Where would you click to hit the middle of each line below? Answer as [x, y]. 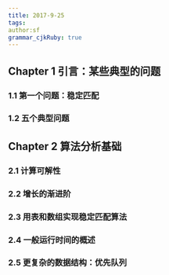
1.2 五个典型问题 [39, 119]
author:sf [24, 30]
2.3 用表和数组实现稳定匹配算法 [68, 217]
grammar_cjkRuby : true [45, 37]
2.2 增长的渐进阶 [40, 193]
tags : [17, 23]
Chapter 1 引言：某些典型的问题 [84, 71]
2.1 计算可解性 [34, 170]
